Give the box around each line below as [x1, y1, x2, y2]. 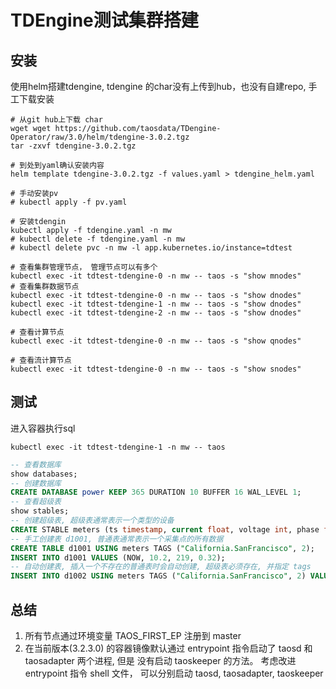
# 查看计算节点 [10, 327, 65, 337]
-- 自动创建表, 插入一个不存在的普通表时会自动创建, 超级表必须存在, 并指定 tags [10, 562, 312, 572]
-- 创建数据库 [10, 478, 62, 488]
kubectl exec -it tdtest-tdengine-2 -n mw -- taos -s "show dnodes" [10, 308, 302, 318]
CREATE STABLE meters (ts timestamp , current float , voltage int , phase [10, 524, 320, 535]
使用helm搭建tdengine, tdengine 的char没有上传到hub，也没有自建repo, [10, 81, 307, 92]
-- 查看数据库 [10, 459, 62, 470]
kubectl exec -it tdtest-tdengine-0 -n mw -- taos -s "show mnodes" [10, 271, 302, 281]
